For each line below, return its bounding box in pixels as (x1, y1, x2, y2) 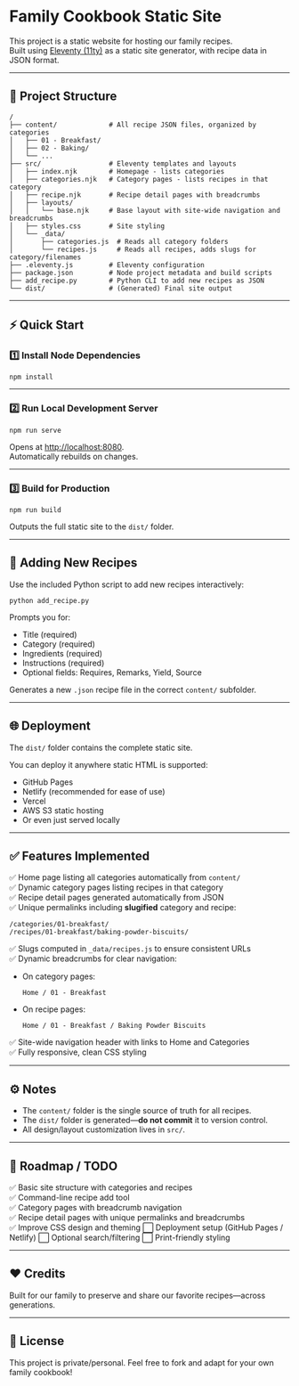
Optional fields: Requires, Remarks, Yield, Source (21, 666, 202, 678)
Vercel (21, 795, 46, 806)
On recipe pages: (21, 1004, 86, 1015)
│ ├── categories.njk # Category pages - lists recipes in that (9, 175, 269, 183)
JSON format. (9, 54, 60, 65)
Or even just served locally (21, 814, 120, 825)
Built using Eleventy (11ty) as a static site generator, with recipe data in (9, 45, 267, 55)
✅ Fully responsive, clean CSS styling (9, 1047, 147, 1057)
